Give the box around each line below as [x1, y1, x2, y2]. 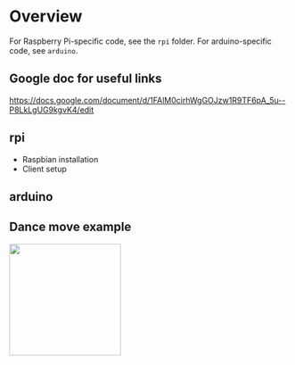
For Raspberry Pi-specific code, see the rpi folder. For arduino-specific [9, 36, 272, 46]
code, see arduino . [9, 45, 78, 55]
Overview [9, 6, 83, 27]
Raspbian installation [21, 153, 99, 164]
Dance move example [9, 220, 132, 235]
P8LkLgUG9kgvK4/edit [9, 104, 94, 115]
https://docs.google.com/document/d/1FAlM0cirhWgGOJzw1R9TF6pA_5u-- [9, 95, 286, 105]
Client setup [21, 163, 67, 174]
